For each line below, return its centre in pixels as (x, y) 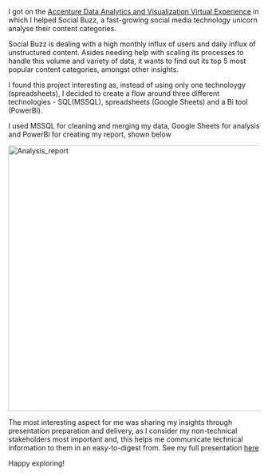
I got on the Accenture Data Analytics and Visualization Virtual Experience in (134, 12)
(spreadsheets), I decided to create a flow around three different (114, 93)
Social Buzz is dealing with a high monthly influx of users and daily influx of (132, 44)
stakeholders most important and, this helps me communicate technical (126, 439)
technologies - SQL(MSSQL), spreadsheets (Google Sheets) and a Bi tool (128, 102)
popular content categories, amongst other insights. (94, 69)
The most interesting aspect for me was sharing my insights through (120, 422)
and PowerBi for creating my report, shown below (90, 134)
